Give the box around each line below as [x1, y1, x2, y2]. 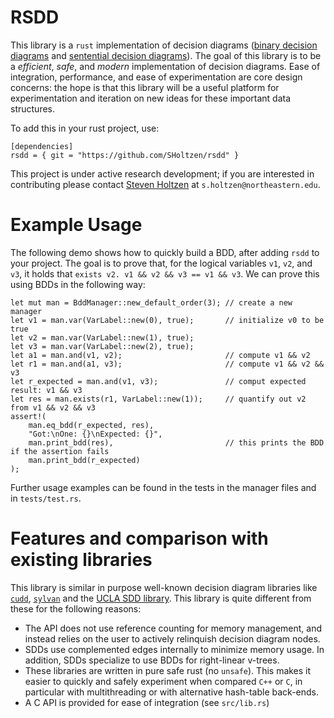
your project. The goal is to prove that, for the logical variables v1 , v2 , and [10, 257, 313, 269]
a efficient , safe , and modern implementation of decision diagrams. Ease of [10, 60, 321, 72]
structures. [10, 102, 55, 115]
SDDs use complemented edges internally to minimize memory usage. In [24, 643, 325, 655]
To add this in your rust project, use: [10, 122, 160, 134]
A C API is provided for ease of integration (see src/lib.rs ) [24, 696, 270, 708]
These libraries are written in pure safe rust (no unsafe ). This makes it [24, 664, 312, 676]
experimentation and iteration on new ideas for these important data [10, 92, 292, 104]
